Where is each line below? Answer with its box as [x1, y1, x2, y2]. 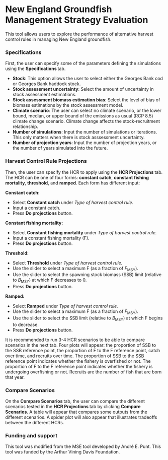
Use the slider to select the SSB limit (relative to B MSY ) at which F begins [12, 315, 163, 322]
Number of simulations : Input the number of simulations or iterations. [12, 129, 157, 135]
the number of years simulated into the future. [12, 145, 108, 151]
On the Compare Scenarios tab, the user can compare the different [5, 398, 145, 404]
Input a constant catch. [12, 205, 61, 211]
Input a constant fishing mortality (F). [12, 235, 90, 241]
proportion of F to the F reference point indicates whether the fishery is [5, 363, 153, 369]
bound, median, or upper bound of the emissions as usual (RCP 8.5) [12, 113, 153, 119]
